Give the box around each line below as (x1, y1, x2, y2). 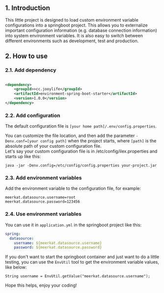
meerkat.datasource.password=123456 (5, 199, 80, 204)
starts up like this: (5, 154, 41, 160)
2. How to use (5, 52, 48, 60)
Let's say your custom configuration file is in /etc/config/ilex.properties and (5, 148, 158, 154)
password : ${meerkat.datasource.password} (14, 245, 102, 250)
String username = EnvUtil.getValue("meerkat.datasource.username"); (5, 274, 151, 279)
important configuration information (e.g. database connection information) (5, 27, 157, 33)
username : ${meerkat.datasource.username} (14, 240, 102, 245)
